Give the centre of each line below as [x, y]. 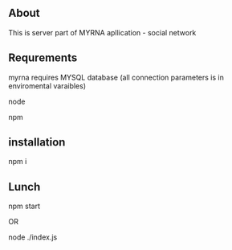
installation [37, 143]
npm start [24, 206]
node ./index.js [33, 237]
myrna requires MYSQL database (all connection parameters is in [116, 77]
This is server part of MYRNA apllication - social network [102, 32]
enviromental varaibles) [47, 86]
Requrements [43, 58]
